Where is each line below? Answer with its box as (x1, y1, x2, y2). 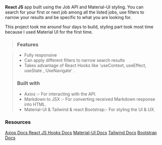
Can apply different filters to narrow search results (24, 57, 125, 63)
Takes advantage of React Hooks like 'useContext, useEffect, (24, 63, 146, 69)
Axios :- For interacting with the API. (24, 91, 97, 97)
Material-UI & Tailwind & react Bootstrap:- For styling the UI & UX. (24, 107, 155, 112)
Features (16, 41, 39, 48)
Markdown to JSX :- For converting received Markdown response (24, 96, 155, 102)
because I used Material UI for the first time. (5, 29, 93, 35)
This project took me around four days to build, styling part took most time (5, 24, 154, 30)
